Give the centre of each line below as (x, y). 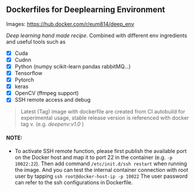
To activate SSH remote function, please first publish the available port (101, 151)
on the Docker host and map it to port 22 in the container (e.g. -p (93, 157)
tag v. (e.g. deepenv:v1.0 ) (52, 124)
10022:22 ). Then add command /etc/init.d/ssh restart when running (101, 163)
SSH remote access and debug (53, 100)
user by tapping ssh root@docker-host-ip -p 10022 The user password (101, 176)
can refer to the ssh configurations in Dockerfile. (74, 182)
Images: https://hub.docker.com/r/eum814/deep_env (70, 24)
